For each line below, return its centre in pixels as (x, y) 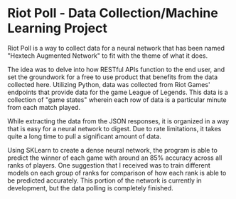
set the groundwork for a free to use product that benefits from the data (113, 77)
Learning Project (58, 28)
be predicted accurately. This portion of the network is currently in (105, 180)
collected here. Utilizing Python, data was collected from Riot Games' (109, 84)
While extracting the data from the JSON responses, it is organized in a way (118, 121)
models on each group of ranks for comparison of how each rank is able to (117, 173)
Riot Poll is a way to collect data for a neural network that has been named (116, 48)
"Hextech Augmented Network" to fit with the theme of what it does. (108, 56)
